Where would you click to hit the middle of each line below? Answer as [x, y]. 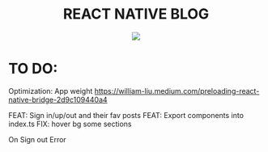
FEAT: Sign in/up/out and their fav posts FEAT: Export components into [126, 115]
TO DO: [33, 69]
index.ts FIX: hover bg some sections [70, 124]
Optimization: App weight [51, 91]
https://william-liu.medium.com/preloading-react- [177, 91]
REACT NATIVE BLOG [136, 14]
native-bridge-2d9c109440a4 [58, 99]
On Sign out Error [37, 139]
